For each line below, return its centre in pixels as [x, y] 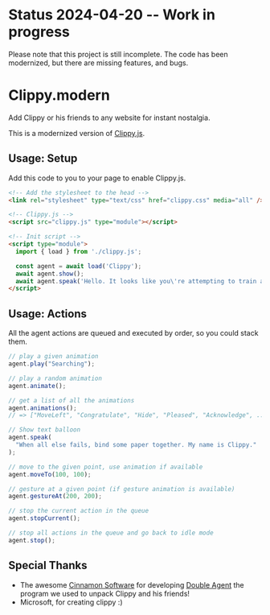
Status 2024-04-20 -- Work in [112, 15]
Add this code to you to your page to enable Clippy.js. [97, 178]
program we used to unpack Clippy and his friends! [105, 593]
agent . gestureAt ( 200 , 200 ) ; [55, 497]
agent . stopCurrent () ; [45, 518]
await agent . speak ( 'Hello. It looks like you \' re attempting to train [136, 281]
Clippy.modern [59, 95]
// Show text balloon [45, 430]
